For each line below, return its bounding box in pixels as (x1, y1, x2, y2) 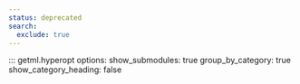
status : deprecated (8, 13, 82, 23)
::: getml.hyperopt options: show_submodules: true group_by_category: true (8, 55, 292, 66)
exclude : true (16, 30, 70, 39)
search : (8, 22, 38, 31)
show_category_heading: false (8, 64, 122, 75)
